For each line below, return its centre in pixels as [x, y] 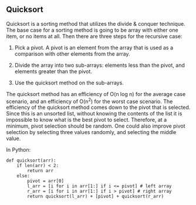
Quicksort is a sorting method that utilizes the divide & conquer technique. [96, 23]
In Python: [18, 150]
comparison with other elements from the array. [72, 54]
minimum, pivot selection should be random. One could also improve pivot [96, 126]
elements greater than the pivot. [53, 71]
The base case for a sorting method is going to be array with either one [92, 30]
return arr [40, 171]
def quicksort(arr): [31, 160]
